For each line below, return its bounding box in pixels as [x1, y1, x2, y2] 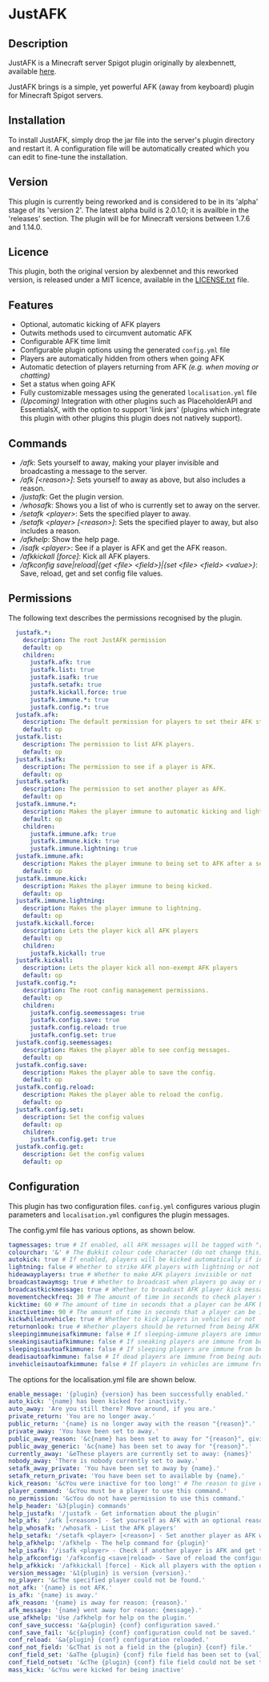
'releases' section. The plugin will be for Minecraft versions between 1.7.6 [8, 213, 251, 223]
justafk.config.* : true [29, 703, 110, 711]
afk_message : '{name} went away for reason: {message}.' [8, 1606, 203, 1614]
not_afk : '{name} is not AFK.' [8, 1584, 113, 1592]
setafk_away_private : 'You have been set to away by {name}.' [8, 1465, 220, 1473]
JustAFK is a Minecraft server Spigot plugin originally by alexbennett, [8, 58, 237, 67]
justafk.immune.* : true [29, 695, 110, 704]
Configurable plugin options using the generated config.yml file [19, 346, 231, 355]
